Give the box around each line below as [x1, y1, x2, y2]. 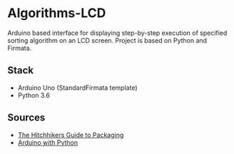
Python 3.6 [17, 91, 50, 99]
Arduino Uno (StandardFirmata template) [17, 83, 138, 92]
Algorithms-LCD [7, 5, 106, 21]
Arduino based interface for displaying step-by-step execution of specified [7, 29, 228, 37]
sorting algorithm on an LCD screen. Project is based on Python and [7, 36, 208, 44]
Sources [7, 112, 46, 124]
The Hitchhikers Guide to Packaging [17, 130, 124, 139]
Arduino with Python [17, 138, 78, 147]
